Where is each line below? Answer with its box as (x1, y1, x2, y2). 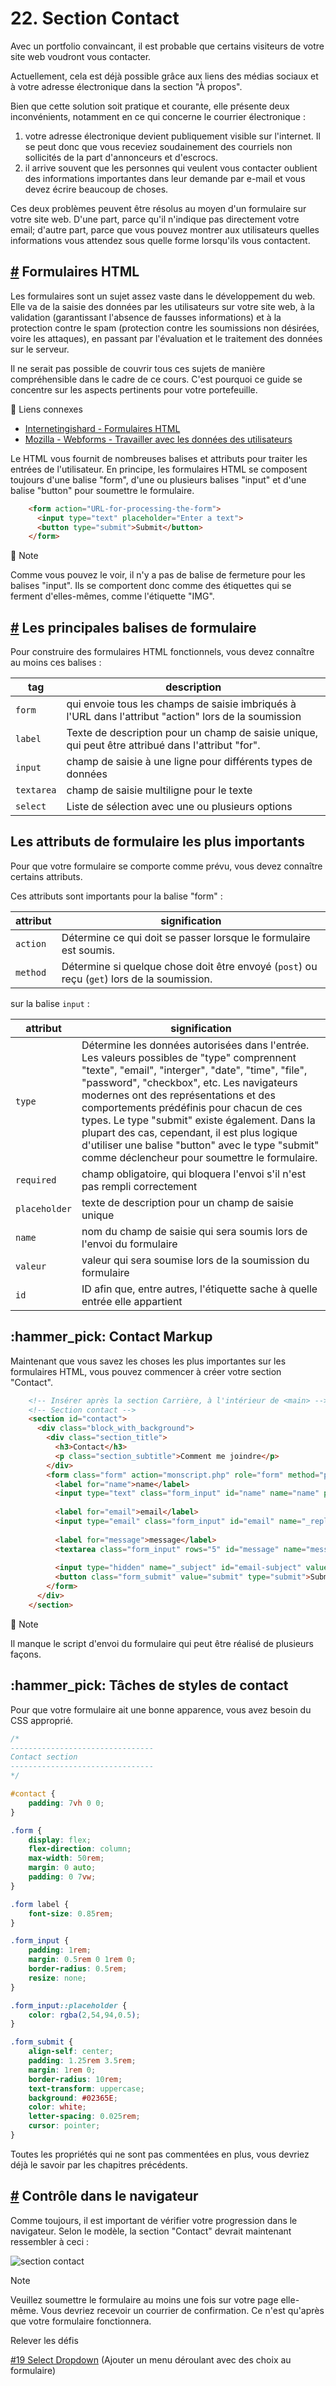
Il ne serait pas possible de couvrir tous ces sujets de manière (10, 362, 266, 374)
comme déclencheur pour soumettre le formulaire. (81, 1150, 318, 1164)
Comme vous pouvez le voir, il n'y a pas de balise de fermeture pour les (10, 569, 306, 581)
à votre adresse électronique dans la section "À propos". (10, 80, 243, 92)
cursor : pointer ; (28, 2121, 101, 2131)
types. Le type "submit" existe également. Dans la (81, 1113, 316, 1127)
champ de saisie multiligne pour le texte (66, 783, 253, 797)
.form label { (10, 1899, 70, 1909)
